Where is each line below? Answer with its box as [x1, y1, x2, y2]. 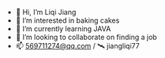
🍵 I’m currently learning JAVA [15, 24, 111, 33]
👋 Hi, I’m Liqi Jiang [15, 8, 77, 16]
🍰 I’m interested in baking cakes [15, 16, 120, 25]
